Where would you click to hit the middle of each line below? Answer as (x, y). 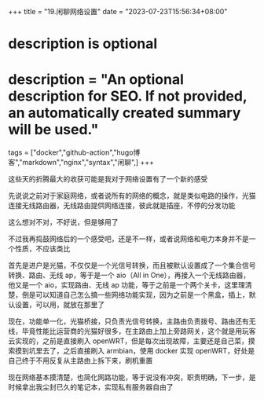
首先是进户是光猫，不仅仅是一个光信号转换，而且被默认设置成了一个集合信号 (132, 265)
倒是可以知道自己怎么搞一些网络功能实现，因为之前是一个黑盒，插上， (135, 295)
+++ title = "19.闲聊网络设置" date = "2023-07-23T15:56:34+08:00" (118, 11)
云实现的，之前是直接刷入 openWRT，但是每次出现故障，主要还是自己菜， (128, 341)
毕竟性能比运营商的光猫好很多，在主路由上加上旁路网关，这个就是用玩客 (139, 331)
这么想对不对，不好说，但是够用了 (63, 222)
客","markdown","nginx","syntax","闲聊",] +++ (81, 163)
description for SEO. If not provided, (128, 96)
